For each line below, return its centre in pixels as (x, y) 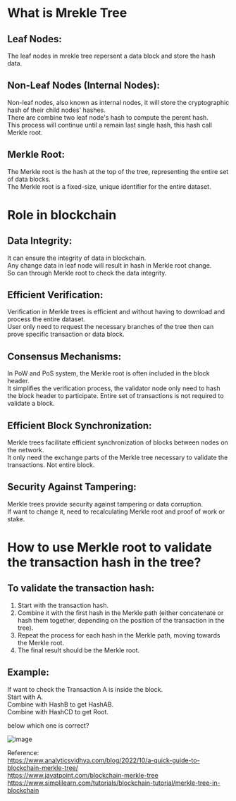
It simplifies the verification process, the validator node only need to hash (114, 388)
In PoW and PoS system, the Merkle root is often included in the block (108, 373)
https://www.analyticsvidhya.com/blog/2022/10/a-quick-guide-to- (104, 760)
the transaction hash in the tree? (104, 563)
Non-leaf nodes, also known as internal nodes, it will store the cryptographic (118, 102)
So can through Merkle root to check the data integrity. (87, 273)
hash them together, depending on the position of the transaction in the (121, 620)
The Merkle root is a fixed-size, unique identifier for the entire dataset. (109, 186)
